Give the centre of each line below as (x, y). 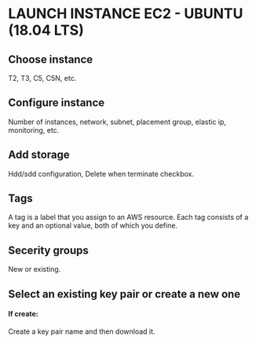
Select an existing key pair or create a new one (124, 294)
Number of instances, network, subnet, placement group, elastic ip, (117, 122)
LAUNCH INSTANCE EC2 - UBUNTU (126, 14)
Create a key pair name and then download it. (82, 331)
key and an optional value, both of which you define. (93, 225)
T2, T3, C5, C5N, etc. (42, 78)
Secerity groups (48, 250)
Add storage (39, 155)
